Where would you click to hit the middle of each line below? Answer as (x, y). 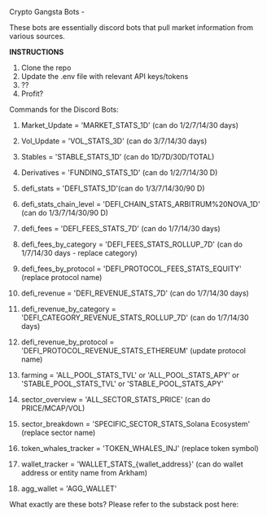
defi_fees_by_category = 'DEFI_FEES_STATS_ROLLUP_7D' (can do (132, 244)
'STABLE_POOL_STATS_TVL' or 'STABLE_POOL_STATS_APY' (122, 383)
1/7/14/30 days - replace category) (79, 253)
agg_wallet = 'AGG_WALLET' (69, 489)
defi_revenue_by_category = (68, 309)
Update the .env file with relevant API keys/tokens (105, 76)
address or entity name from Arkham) (84, 473)
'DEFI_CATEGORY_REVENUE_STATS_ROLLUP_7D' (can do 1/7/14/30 (135, 318)
